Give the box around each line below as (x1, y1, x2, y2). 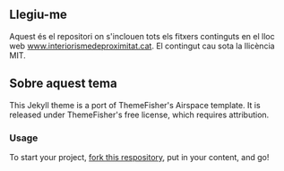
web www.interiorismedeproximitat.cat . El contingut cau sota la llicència (9, 40, 275, 51)
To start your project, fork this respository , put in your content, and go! (9, 151, 270, 162)
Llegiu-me (9, 7, 67, 22)
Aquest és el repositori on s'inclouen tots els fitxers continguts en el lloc (9, 30, 275, 41)
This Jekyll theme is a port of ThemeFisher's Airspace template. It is (9, 99, 262, 110)
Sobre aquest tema (9, 76, 118, 91)
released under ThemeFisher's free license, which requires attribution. (9, 109, 270, 120)
